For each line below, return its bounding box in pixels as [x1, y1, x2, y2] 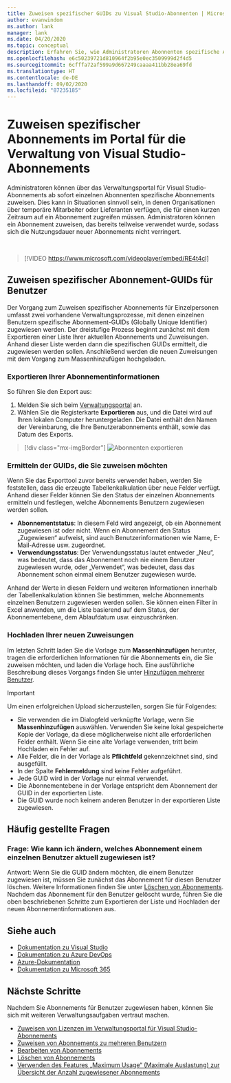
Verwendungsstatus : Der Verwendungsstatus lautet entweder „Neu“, [16, 548, 214, 557]
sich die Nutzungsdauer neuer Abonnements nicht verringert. [7, 228, 181, 236]
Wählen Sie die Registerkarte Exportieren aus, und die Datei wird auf [16, 408, 213, 417]
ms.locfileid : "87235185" [7, 87, 81, 94]
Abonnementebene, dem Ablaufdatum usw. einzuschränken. [7, 613, 179, 622]
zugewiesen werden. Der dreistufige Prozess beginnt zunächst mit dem [7, 325, 210, 333]
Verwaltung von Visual [7, 146, 140, 162]
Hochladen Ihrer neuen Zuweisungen [7, 630, 134, 640]
